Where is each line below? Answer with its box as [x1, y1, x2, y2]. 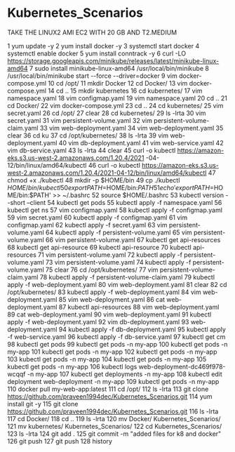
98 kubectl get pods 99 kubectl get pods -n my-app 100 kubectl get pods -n [7, 340, 228, 348]
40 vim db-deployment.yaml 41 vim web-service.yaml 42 [58, 138, 224, 147]
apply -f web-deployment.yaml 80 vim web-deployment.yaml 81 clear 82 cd [7, 280, 227, 288]
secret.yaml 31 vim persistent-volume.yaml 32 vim [7, 116, 153, 124]
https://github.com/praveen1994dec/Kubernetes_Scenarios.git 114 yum [7, 392, 213, 401]
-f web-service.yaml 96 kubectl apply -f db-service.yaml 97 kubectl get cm [7, 332, 226, 341]
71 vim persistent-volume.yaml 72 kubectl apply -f [37, 251, 182, 259]
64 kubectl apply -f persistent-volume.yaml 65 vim [45, 228, 193, 237]
